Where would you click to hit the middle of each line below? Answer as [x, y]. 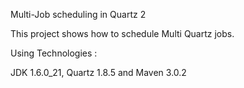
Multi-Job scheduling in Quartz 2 [78, 14]
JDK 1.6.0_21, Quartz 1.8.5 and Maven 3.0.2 [98, 72]
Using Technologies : [54, 53]
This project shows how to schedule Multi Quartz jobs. [122, 33]
